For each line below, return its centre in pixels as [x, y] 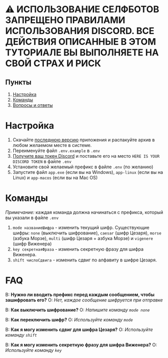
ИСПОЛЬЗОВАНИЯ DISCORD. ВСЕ [80, 31]
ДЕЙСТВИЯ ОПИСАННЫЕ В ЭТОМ [81, 42]
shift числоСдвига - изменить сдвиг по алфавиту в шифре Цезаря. [85, 260]
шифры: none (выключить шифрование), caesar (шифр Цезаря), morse [87, 233]
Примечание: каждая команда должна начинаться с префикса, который [84, 212]
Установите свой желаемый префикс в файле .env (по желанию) [83, 167]
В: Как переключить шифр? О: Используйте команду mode [69, 319]
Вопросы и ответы [33, 105]
